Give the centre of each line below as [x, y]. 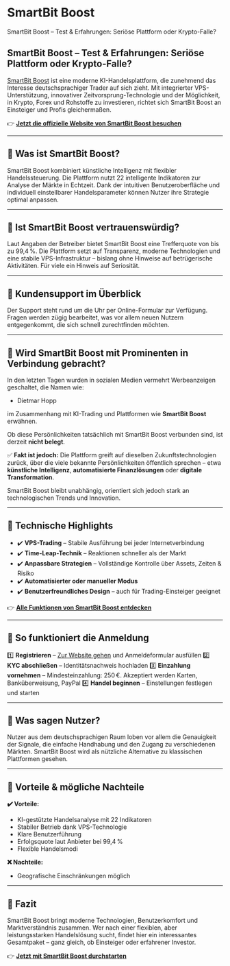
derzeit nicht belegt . [36, 442]
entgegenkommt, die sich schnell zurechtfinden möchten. [88, 325]
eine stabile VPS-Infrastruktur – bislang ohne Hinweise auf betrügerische [110, 258]
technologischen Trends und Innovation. [64, 498]
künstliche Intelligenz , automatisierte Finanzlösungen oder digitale [104, 470]
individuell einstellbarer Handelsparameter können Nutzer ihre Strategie [108, 192]
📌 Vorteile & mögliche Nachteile [76, 787]
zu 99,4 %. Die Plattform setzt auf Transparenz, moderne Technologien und [114, 251]
